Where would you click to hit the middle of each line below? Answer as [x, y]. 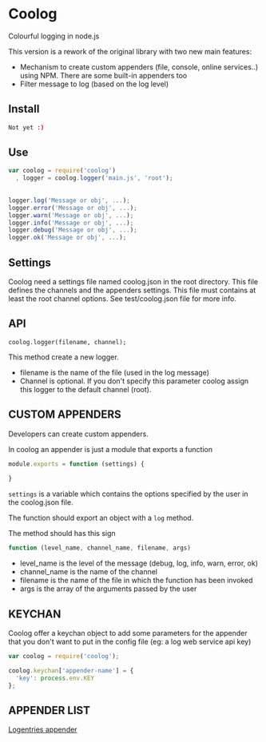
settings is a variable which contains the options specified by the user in [129, 494]
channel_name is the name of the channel [89, 572]
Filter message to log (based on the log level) [94, 84]
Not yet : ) [26, 127]
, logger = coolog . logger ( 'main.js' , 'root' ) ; [94, 178]
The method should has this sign [62, 534]
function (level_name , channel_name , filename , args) [100, 548]
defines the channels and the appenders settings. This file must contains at [132, 290]
